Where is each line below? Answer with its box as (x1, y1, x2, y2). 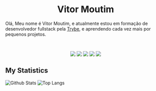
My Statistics (5, 66, 48, 75)
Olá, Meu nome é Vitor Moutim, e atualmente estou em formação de (5, 20, 148, 26)
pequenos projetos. (5, 31, 46, 37)
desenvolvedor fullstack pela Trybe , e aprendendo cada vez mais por (5, 25, 151, 32)
